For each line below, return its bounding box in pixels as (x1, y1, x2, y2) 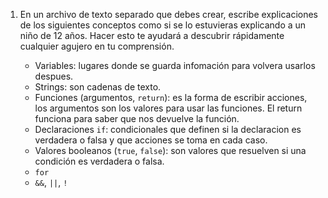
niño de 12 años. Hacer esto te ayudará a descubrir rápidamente (19, 30, 285, 41)
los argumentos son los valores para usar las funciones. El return (34, 102, 303, 114)
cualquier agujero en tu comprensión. (19, 40, 175, 52)
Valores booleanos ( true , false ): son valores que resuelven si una (34, 145, 307, 156)
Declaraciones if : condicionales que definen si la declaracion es (34, 124, 302, 135)
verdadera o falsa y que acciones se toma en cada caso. (34, 134, 268, 146)
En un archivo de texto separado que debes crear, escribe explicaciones (19, 9, 318, 20)
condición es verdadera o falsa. (34, 155, 165, 167)
